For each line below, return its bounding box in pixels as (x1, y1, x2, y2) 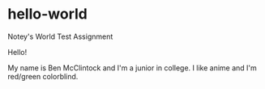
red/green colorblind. (7, 71, 79, 81)
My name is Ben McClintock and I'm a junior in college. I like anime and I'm (7, 62, 257, 73)
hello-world (7, 5, 88, 23)
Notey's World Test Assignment (7, 32, 113, 41)
